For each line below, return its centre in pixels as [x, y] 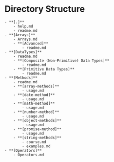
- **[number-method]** [36, 112]
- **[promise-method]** [38, 129]
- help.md [23, 26]
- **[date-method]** [34, 95]
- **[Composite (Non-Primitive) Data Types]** [61, 60]
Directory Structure [45, 9]
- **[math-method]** [34, 103]
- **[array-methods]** [36, 86]
